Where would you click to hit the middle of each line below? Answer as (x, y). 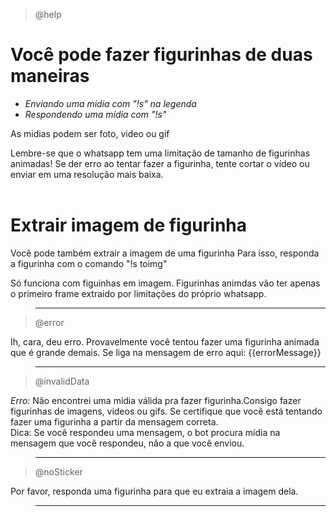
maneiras (50, 76)
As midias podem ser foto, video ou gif (90, 133)
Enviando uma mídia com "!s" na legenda (110, 103)
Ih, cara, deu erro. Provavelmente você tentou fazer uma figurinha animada (165, 341)
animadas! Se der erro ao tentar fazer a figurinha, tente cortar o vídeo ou (160, 163)
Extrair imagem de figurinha (129, 225)
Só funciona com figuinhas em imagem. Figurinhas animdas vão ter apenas (165, 283)
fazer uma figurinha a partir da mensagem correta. (114, 421)
